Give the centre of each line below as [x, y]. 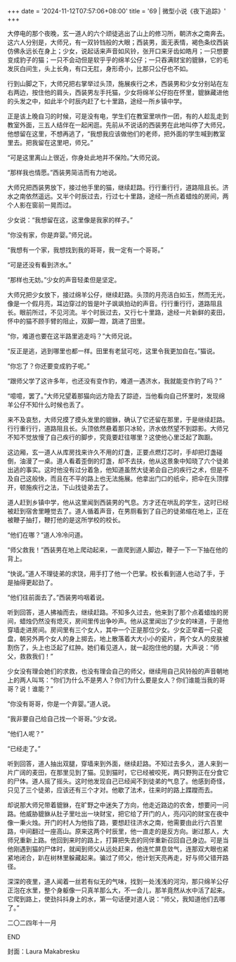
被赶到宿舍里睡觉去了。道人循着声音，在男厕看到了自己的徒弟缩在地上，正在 [118, 511]
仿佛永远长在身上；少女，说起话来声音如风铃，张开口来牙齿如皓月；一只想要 [118, 51]
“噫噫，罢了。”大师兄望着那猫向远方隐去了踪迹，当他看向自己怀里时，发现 [113, 396]
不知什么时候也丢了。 [57, 405]
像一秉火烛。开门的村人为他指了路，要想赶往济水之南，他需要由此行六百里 [115, 822]
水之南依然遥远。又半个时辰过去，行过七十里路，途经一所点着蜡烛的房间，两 [118, 196]
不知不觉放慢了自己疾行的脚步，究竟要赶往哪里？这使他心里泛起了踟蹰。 [112, 437]
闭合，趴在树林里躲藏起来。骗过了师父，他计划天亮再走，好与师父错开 [121, 857]
